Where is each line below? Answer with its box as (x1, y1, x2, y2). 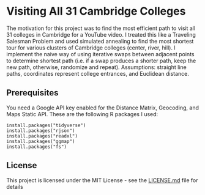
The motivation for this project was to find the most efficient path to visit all (6, 24, 196, 32)
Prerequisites (6, 87, 59, 98)
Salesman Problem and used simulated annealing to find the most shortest (6, 37, 194, 45)
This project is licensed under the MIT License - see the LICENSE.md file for (6, 176, 198, 184)
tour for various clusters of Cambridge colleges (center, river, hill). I (6, 44, 176, 51)
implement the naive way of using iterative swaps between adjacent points (6, 50, 195, 57)
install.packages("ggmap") (6, 138, 75, 144)
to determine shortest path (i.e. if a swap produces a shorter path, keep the (6, 57, 196, 64)
